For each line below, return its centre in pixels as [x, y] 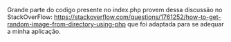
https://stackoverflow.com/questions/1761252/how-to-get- [138, 17]
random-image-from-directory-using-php [67, 24]
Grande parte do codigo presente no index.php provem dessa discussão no [115, 10]
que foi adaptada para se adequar [176, 24]
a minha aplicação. [34, 31]
